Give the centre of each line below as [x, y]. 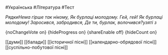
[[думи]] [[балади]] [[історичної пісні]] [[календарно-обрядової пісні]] [81, 42]
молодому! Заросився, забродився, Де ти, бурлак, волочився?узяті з [81, 22]
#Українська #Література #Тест [40, 7]
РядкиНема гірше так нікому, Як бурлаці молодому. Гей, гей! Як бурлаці [84, 17]
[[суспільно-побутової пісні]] [37, 47]
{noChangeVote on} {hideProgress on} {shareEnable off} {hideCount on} [81, 32]
